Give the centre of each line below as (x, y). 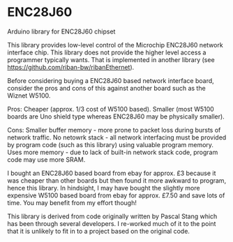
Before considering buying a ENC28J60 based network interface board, (111, 80)
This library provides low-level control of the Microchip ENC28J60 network (115, 45)
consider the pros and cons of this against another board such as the (106, 88)
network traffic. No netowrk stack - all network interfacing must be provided (117, 137)
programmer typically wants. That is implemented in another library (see (111, 59)
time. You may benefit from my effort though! (72, 202)
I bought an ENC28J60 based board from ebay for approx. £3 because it (112, 173)
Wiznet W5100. (29, 96)
